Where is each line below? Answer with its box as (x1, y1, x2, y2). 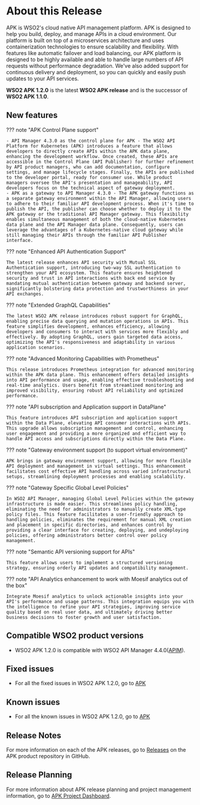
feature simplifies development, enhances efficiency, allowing (6, 323, 170, 329)
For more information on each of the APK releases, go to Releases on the (6, 746, 186, 753)
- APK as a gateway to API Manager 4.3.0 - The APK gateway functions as (6, 190, 195, 196)
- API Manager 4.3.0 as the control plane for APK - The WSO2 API (6, 138, 175, 144)
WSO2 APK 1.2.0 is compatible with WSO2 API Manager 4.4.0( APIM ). (14, 646, 186, 653)
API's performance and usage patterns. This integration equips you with (6, 598, 195, 604)
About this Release (6, 4, 102, 18)
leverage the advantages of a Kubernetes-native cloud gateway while (6, 226, 184, 233)
